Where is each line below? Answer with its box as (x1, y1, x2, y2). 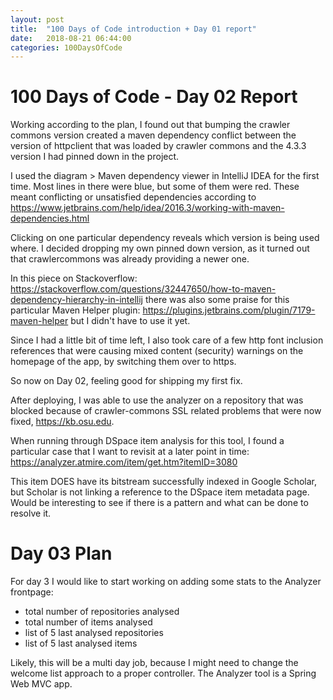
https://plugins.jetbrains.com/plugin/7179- (142, 304, 316, 316)
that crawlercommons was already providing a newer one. (10, 253, 250, 265)
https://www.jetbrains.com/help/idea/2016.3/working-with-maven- (10, 202, 285, 214)
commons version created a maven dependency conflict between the (10, 129, 297, 141)
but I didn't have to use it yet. (70, 315, 191, 327)
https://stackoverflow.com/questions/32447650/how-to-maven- (10, 283, 277, 295)
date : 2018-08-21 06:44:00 (10, 33, 132, 43)
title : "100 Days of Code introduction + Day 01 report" (10, 24, 257, 34)
